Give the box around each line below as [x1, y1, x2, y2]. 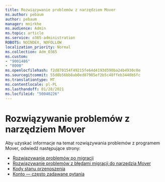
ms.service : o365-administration [5, 36, 75, 41]
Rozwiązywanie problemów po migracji [12, 155, 94, 161]
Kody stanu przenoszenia [12, 166, 65, 172]
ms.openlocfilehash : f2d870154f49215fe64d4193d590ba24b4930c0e [5, 68, 141, 73]
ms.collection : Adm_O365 [5, 49, 57, 54]
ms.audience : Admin [5, 26, 46, 31]
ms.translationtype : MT [5, 77, 55, 82]
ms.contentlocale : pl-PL [5, 82, 57, 87]
